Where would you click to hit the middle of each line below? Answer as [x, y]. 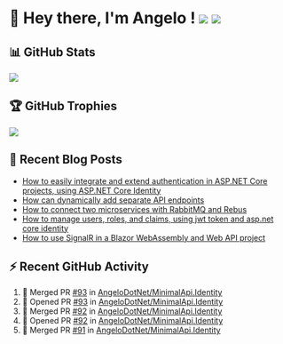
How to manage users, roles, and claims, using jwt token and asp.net [148, 219]
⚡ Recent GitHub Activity [79, 267]
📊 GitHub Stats [52, 52]
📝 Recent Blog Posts [66, 160]
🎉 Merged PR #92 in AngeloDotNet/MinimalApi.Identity [122, 311]
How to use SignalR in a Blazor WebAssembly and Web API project [144, 237]
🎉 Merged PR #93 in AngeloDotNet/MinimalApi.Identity [122, 292]
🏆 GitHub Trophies [63, 106]
